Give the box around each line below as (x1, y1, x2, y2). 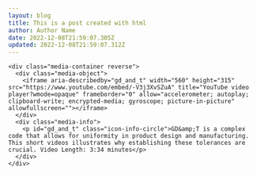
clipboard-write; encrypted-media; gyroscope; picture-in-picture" (8, 97, 236, 105)
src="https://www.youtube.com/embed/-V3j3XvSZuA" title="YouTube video (8, 84, 249, 92)
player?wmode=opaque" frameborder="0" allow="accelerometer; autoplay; (8, 90, 249, 99)
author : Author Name (8, 26, 77, 34)
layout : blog (8, 11, 51, 20)
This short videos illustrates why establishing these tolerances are (8, 139, 246, 147)
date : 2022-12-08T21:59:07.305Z (8, 33, 115, 42)
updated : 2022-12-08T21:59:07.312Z (8, 41, 126, 49)
